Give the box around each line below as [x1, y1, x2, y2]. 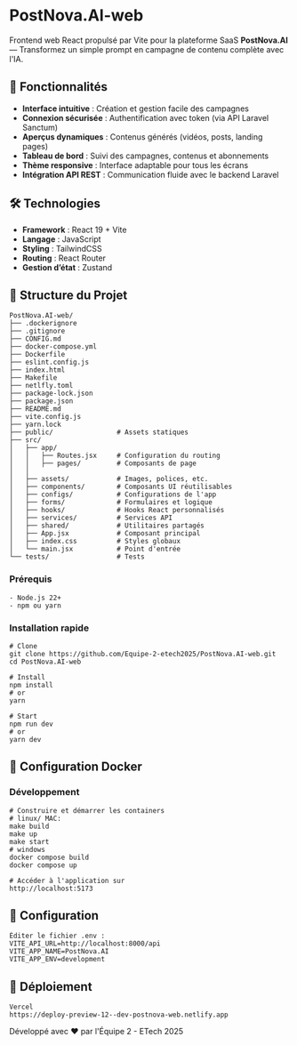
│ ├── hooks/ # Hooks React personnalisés [9, 506, 225, 515]
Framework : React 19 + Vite [21, 224, 127, 235]
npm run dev [9, 719, 53, 728]
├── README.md [9, 405, 62, 414]
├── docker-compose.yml [9, 342, 98, 351]
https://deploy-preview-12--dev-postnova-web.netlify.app [9, 1010, 229, 1019]
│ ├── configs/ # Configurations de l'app [9, 490, 217, 499]
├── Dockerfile [9, 350, 66, 359]
